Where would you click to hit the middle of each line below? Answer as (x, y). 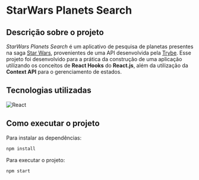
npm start (18, 171)
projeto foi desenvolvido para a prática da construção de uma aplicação (94, 59)
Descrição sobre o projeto (55, 32)
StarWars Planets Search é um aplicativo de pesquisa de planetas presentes (100, 46)
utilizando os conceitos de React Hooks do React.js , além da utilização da (97, 65)
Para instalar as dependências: (44, 138)
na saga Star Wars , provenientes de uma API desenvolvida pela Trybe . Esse (99, 53)
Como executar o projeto (53, 123)
